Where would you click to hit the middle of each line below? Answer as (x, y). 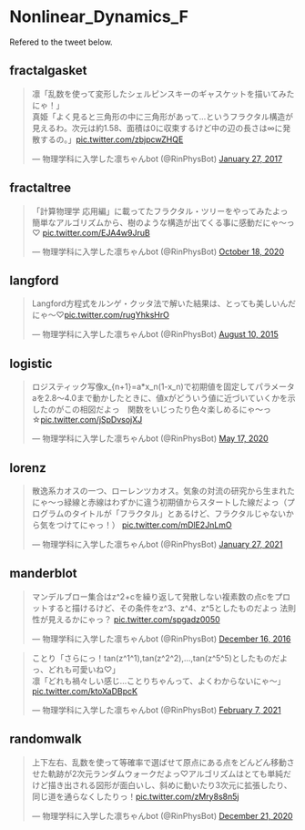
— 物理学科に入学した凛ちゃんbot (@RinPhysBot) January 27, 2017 (157, 159)
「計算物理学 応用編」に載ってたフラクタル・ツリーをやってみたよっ (160, 210)
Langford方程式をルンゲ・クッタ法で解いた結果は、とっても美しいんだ (164, 303)
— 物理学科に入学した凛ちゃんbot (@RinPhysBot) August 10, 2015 (155, 334)
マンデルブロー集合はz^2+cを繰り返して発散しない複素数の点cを (153, 596)
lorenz (28, 468)
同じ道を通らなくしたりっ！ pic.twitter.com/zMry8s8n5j (135, 796)
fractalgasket (48, 71)
